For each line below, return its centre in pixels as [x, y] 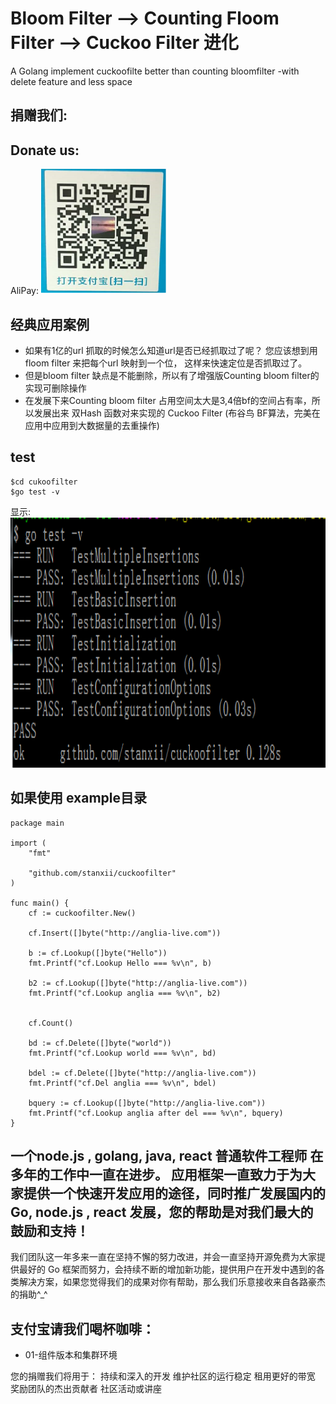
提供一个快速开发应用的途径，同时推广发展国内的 [174, 1193]
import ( [28, 843]
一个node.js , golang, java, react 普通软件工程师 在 [167, 1155]
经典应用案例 [50, 324]
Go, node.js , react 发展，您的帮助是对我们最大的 [162, 1212]
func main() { [40, 903]
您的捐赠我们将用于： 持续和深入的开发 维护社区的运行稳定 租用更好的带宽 [163, 1376]
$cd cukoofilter [44, 482]
